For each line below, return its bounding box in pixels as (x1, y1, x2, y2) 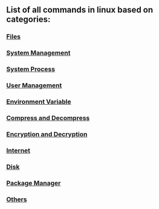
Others (6, 195, 27, 204)
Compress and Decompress (6, 113, 90, 122)
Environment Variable (6, 98, 71, 105)
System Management (6, 48, 71, 57)
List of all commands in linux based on (6, 5, 154, 15)
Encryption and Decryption (6, 130, 88, 138)
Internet (6, 146, 31, 154)
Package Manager (6, 179, 61, 187)
